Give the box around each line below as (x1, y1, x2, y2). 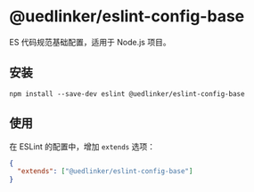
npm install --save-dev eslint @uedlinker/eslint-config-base (9, 89, 245, 99)
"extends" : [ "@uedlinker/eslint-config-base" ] (17, 167, 193, 176)
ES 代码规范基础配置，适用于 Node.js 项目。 (9, 36, 171, 47)
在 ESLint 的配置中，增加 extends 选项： (9, 140, 156, 152)
